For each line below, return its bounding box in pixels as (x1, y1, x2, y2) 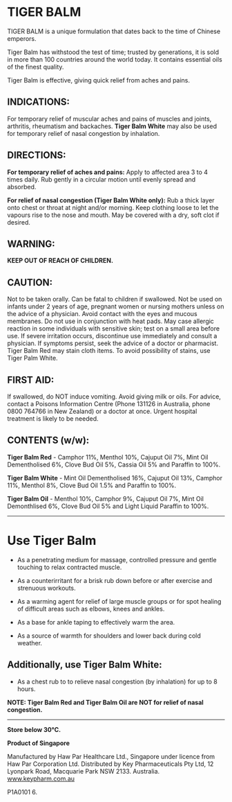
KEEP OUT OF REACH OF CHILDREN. (7, 256, 114, 265)
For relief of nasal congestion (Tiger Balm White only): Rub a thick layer (7, 195, 215, 204)
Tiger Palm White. (7, 354, 58, 363)
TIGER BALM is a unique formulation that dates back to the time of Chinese (7, 27, 221, 35)
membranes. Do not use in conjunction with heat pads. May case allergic (7, 317, 214, 326)
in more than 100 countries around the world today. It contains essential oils (7, 55, 222, 63)
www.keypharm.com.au (7, 774, 75, 783)
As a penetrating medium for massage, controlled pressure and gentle (17, 555, 217, 564)
